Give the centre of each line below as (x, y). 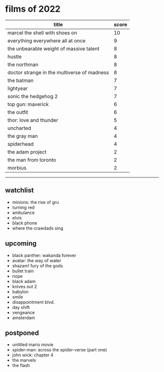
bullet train (23, 271)
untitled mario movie (33, 345)
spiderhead (21, 144)
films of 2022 (33, 9)
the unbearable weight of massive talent (53, 48)
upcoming (21, 244)
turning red (23, 207)
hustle (15, 56)
